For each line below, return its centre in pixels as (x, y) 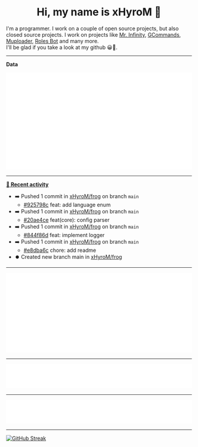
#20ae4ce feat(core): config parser (67, 220)
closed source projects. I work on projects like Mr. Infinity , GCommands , (94, 34)
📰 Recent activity (27, 184)
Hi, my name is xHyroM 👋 (99, 12)
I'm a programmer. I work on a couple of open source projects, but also (93, 28)
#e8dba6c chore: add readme (60, 250)
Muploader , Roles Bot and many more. (52, 41)
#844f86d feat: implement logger (64, 235)
